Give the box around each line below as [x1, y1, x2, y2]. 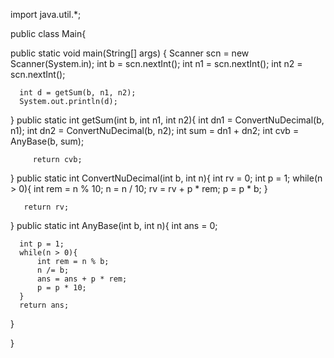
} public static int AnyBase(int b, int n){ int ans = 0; [10, 220, 218, 231]
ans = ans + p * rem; [36, 274, 128, 284]
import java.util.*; [10, 9, 82, 20]
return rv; [23, 202, 70, 212]
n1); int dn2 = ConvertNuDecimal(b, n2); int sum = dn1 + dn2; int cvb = [10, 125, 300, 136]
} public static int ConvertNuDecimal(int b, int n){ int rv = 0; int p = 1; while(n [10, 172, 323, 184]
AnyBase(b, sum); [10, 135, 85, 147]
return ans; [19, 300, 70, 310]
